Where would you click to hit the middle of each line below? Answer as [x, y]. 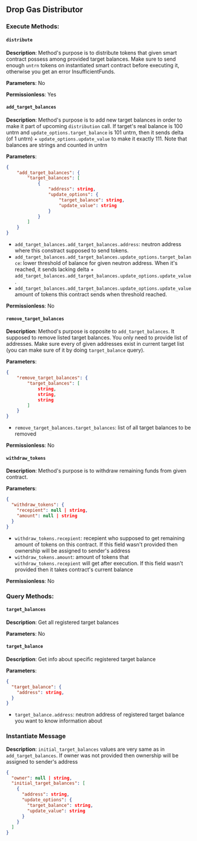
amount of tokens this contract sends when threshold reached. [91, 294]
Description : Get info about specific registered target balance [81, 659]
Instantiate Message [36, 736]
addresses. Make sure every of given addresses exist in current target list [95, 344]
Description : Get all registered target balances [63, 622]
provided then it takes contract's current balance [74, 570]
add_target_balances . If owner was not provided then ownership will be [92, 755]
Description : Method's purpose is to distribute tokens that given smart [92, 53]
